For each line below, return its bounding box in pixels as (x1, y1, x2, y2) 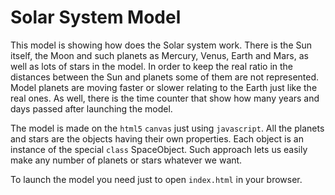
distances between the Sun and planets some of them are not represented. (10, 71, 320, 83)
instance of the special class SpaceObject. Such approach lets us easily (10, 143, 308, 155)
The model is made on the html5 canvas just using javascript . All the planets (10, 122, 325, 134)
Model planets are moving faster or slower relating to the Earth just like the (10, 81, 318, 93)
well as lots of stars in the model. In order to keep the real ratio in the (10, 60, 294, 72)
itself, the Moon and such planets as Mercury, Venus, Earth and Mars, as (10, 49, 309, 61)
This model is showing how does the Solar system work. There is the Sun (10, 39, 313, 51)
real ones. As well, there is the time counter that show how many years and (10, 92, 320, 104)
